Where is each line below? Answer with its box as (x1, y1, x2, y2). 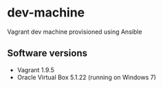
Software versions (7, 47, 88, 59)
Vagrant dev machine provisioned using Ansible (7, 27, 142, 36)
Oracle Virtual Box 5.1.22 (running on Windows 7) (17, 73, 156, 81)
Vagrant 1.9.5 (17, 65, 55, 74)
